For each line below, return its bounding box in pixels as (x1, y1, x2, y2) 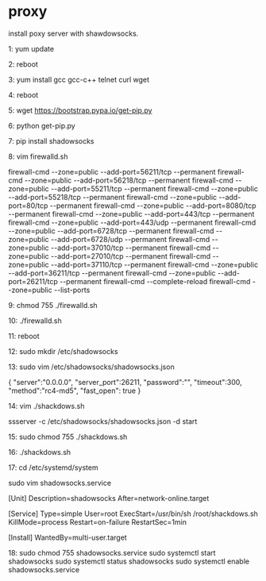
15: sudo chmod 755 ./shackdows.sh (8, 432, 128, 441)
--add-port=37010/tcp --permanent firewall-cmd (50, 243, 211, 252)
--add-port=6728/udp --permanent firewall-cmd (50, 234, 210, 244)
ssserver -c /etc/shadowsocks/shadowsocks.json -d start (8, 416, 198, 426)
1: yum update (8, 44, 54, 53)
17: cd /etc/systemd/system (8, 463, 98, 472)
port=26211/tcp (8, 276, 58, 286)
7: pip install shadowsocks (8, 136, 94, 145)
